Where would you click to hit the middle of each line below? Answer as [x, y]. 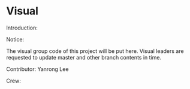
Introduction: [22, 28]
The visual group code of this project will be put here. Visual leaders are [95, 51]
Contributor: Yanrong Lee [37, 69]
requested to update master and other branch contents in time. [84, 57]
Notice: [15, 39]
